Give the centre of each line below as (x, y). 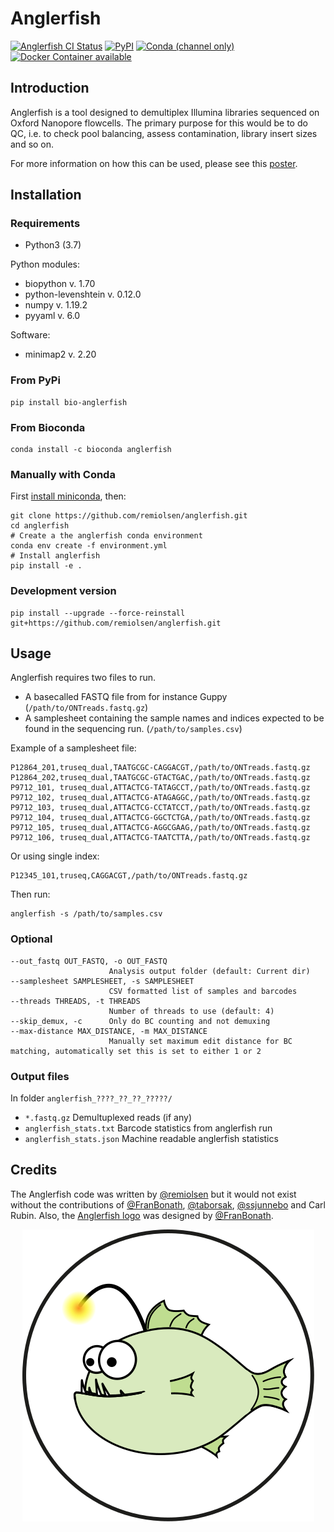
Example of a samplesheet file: (73, 748)
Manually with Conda (63, 474)
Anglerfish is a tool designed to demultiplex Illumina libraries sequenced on (165, 112)
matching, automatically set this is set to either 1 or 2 (136, 1051)
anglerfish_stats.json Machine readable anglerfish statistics (151, 1139)
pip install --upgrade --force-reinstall (98, 613)
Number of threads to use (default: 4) (191, 1011)
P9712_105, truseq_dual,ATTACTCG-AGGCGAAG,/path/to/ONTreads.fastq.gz (160, 828)
